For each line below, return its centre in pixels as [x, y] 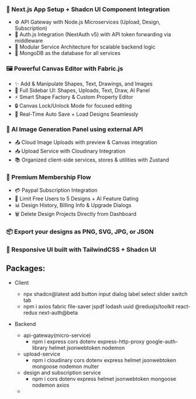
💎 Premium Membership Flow [49, 177]
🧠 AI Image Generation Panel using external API [75, 129]
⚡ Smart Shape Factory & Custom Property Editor [74, 97]
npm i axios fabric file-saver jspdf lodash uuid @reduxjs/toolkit [99, 306]
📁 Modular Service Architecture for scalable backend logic [85, 47]
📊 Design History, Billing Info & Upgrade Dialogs [73, 205]
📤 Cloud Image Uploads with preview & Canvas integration [86, 142]
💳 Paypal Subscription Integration [56, 190]
